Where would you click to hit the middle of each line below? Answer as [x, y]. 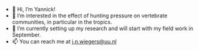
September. [26, 35]
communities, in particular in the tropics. [62, 22]
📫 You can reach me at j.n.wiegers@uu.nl [64, 41]
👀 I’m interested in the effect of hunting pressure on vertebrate [90, 16]
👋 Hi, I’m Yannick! [34, 9]
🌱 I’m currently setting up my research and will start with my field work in [103, 28]
